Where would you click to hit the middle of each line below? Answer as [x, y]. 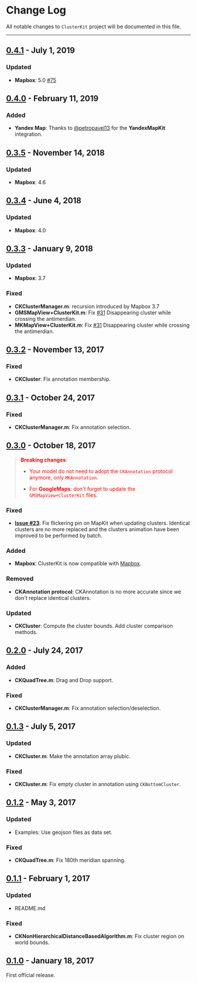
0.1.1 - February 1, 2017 [48, 879]
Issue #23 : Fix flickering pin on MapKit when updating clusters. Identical [102, 523]
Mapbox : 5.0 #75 [35, 80]
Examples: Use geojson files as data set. [63, 832]
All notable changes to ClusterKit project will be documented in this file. [94, 26]
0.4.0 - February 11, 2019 [52, 98]
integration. [28, 134]
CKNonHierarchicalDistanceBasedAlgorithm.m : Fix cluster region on [99, 936]
